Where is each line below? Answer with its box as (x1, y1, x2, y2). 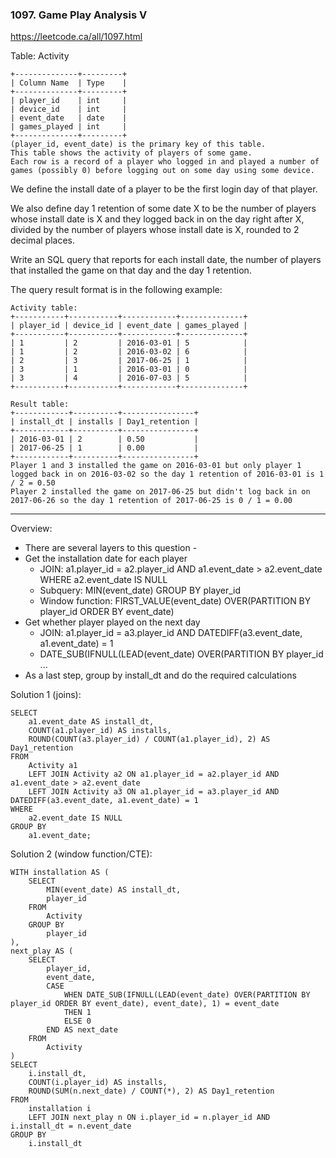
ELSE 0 (63, 1016, 92, 1027)
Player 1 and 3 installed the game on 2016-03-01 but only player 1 (10, 461, 302, 471)
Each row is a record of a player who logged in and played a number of (10, 157, 320, 167)
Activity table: (10, 303, 78, 313)
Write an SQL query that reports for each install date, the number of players (10, 254, 322, 266)
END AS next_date (46, 1025, 118, 1035)
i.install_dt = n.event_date (10, 1121, 132, 1132)
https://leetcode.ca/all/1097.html (10, 31, 143, 43)
